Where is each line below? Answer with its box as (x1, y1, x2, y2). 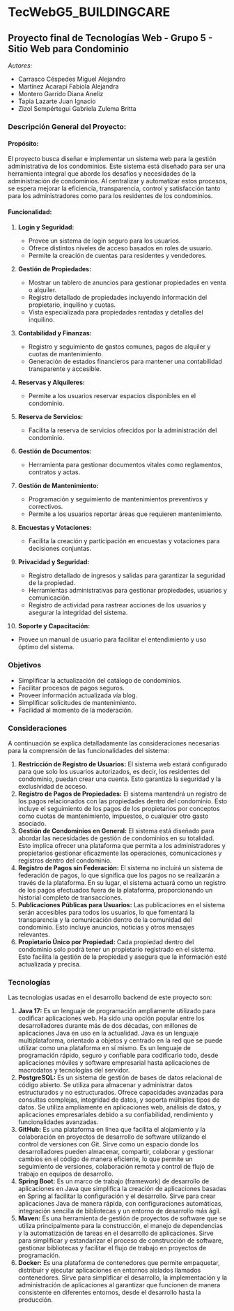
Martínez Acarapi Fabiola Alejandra (17, 82, 119, 91)
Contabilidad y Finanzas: (17, 329, 93, 338)
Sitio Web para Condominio (8, 43, 130, 54)
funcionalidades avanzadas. (17, 1118, 99, 1126)
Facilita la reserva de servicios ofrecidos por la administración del (28, 426, 217, 434)
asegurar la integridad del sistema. (28, 608, 128, 617)
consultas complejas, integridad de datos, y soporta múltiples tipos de (17, 1096, 220, 1104)
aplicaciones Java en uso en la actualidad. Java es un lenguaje (17, 1029, 199, 1038)
